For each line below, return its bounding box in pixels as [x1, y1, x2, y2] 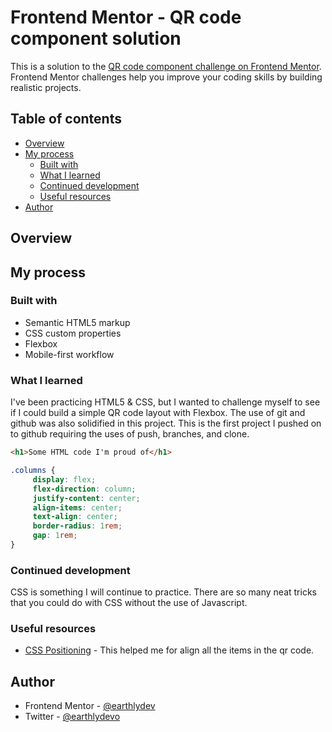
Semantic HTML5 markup [24, 316, 131, 328]
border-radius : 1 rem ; [32, 521, 123, 531]
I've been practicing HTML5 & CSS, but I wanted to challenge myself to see [10, 396, 321, 408]
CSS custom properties [24, 327, 122, 339]
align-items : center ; [32, 502, 123, 513]
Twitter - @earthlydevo [24, 711, 121, 723]
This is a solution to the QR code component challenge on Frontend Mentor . [10, 60, 322, 72]
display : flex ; [32, 474, 97, 485]
